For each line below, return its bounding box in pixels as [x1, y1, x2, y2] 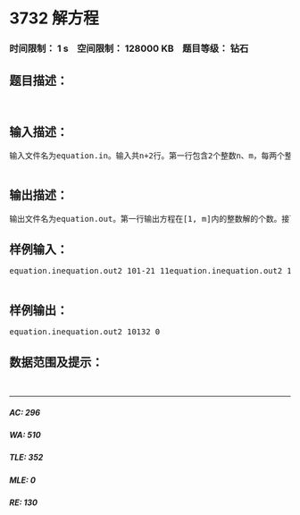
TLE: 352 [9, 452, 44, 463]
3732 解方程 [9, 8, 100, 29]
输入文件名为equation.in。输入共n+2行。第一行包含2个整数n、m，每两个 [9, 150, 286, 161]
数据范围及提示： [9, 354, 104, 369]
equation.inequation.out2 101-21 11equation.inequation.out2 [9, 266, 283, 276]
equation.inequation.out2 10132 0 [9, 327, 161, 337]
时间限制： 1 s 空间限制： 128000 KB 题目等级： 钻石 [9, 42, 249, 55]
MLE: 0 [9, 475, 36, 485]
